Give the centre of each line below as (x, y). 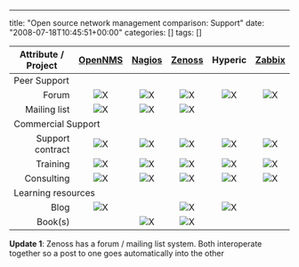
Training (53, 164)
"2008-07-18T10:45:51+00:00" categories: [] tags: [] (105, 32)
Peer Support (41, 81)
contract (52, 150)
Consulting (47, 178)
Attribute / (42, 54)
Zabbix (270, 60)
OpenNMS (101, 60)
